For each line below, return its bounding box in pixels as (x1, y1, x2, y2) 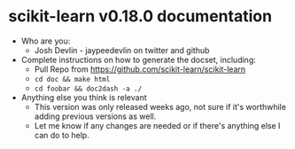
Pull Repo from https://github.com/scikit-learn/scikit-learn (34, 64, 246, 74)
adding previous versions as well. (34, 111, 157, 122)
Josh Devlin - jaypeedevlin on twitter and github (34, 44, 210, 55)
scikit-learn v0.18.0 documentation (8, 6, 272, 27)
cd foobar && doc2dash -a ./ (34, 84, 143, 93)
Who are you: (20, 35, 71, 46)
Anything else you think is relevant (20, 91, 147, 103)
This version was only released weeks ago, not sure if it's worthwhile (34, 101, 287, 112)
